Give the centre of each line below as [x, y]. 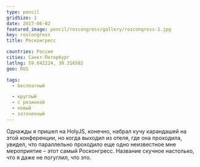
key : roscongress [29, 35]
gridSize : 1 [21, 18]
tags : [13, 80]
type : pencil [23, 12]
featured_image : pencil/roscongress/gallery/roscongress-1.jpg [89, 29]
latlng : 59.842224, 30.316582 [45, 63]
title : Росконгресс [31, 41]
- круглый [24, 97]
